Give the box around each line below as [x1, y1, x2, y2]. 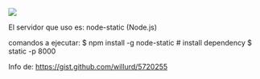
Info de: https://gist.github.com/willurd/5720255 [8, 62, 168, 71]
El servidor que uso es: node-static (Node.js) [8, 22, 158, 32]
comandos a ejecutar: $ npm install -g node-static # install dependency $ [8, 38, 252, 47]
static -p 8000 [8, 46, 56, 56]
